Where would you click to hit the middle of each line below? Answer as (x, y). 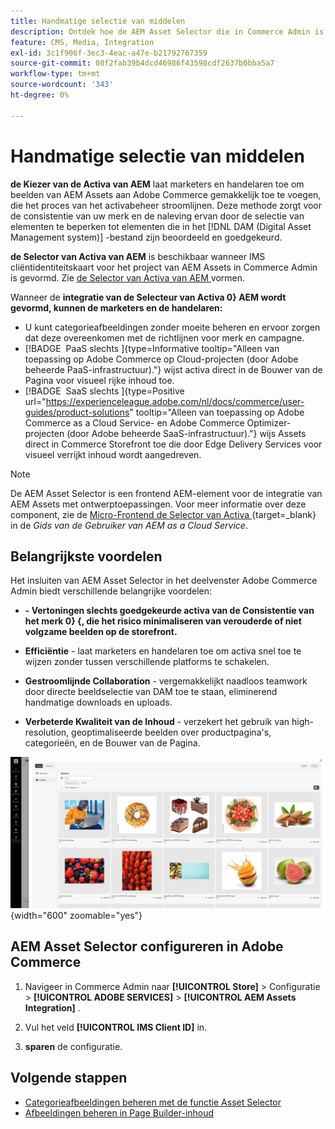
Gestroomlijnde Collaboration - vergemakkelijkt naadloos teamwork (166, 681)
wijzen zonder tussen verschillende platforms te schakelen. (147, 662)
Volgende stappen (69, 1078)
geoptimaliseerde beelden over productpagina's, (171, 732)
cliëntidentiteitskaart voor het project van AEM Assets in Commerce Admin (164, 267)
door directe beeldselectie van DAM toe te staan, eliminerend (151, 692)
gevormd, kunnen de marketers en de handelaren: (116, 307)
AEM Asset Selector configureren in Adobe (147, 946)
